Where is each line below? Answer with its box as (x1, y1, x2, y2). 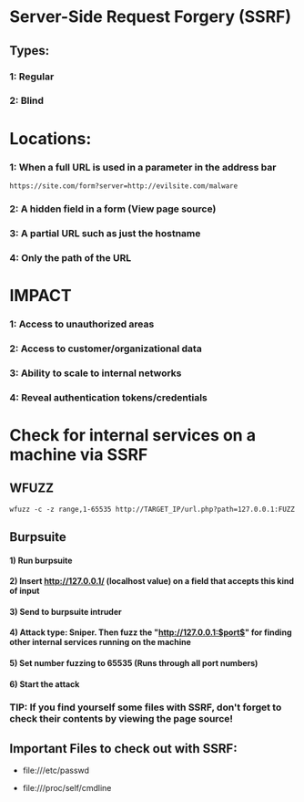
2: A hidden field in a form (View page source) (9, 203, 217, 215)
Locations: (9, 128, 92, 149)
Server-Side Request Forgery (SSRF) (9, 6, 292, 27)
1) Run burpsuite (9, 555, 73, 566)
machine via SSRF (9, 444, 148, 464)
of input (9, 586, 40, 597)
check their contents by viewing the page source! (9, 713, 234, 725)
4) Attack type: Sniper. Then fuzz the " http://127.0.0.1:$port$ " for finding (9, 627, 292, 638)
